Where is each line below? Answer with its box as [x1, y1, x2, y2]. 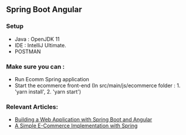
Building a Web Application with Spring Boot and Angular [14, 116, 153, 123]
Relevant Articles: [6, 102, 59, 110]
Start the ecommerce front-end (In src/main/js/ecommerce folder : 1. [14, 82, 181, 89]
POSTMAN [14, 48, 41, 55]
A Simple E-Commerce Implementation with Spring [14, 122, 138, 129]
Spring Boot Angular [6, 5, 82, 15]
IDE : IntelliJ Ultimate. [14, 41, 66, 49]
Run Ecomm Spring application [14, 75, 90, 82]
